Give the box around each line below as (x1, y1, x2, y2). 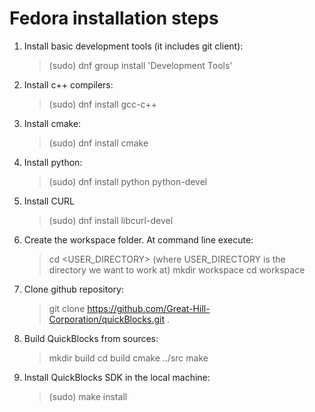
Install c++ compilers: (23, 78, 114, 91)
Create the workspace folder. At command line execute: (23, 233, 254, 246)
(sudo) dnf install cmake (48, 137, 149, 149)
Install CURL (23, 195, 76, 207)
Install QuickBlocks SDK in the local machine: (23, 371, 211, 383)
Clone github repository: (23, 283, 124, 295)
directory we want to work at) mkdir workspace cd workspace (48, 263, 306, 276)
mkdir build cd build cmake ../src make (48, 352, 209, 364)
